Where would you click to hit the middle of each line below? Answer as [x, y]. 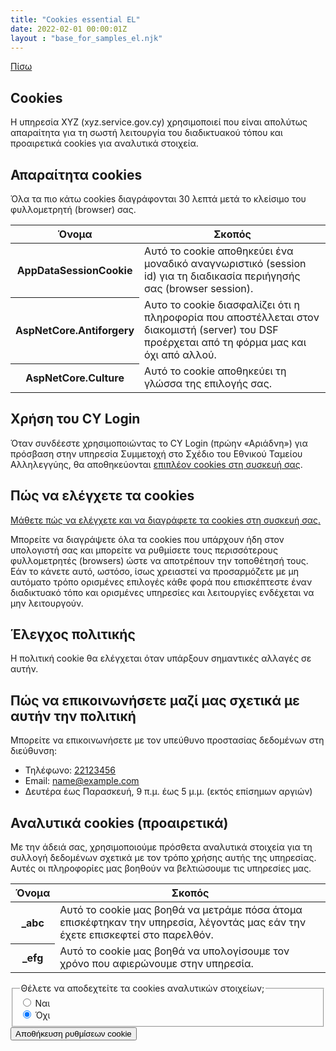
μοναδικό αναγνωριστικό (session [225, 263]
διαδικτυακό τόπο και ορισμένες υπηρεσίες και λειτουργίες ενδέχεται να [162, 592]
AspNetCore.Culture [75, 378]
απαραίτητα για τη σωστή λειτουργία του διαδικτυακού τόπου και [146, 133]
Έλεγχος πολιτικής [73, 634]
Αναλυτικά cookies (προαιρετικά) [119, 822]
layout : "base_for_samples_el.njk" [86, 38]
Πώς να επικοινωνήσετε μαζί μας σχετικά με [155, 700]
